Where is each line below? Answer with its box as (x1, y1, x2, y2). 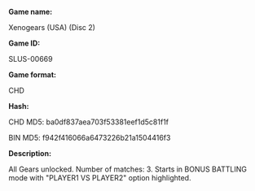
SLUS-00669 (8, 54, 53, 63)
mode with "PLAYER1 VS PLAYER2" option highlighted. (8, 173, 191, 182)
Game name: (8, 7, 53, 16)
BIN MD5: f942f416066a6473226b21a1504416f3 (8, 133, 171, 142)
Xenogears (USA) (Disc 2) (8, 23, 96, 32)
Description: (8, 149, 51, 158)
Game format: (8, 70, 57, 80)
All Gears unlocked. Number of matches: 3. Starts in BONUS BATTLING (8, 164, 247, 174)
